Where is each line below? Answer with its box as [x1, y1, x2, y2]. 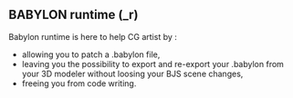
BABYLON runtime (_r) [8, 7, 139, 23]
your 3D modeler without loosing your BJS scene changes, [21, 68, 244, 79]
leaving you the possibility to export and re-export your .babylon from [21, 58, 285, 69]
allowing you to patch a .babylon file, [21, 49, 161, 60]
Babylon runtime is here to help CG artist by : [8, 31, 177, 42]
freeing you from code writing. [21, 77, 137, 89]
